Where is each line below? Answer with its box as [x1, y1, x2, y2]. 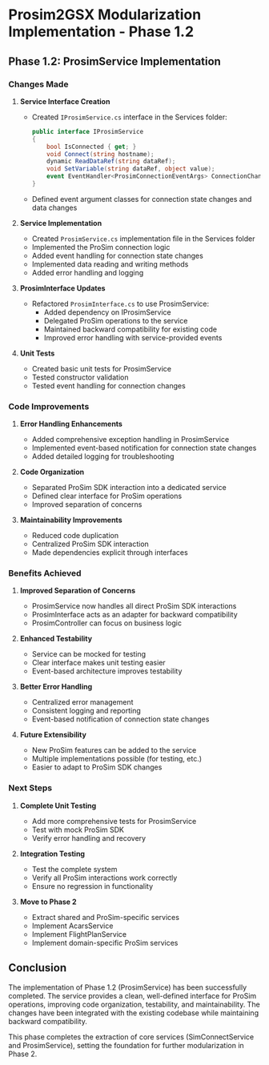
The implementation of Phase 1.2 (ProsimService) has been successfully [8, 983, 247, 992]
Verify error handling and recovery [31, 833, 147, 842]
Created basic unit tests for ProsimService [31, 364, 172, 373]
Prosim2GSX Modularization [8, 6, 202, 24]
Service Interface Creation [19, 96, 110, 106]
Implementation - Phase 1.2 [8, 22, 195, 41]
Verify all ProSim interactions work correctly [31, 873, 178, 882]
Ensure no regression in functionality [31, 881, 154, 890]
